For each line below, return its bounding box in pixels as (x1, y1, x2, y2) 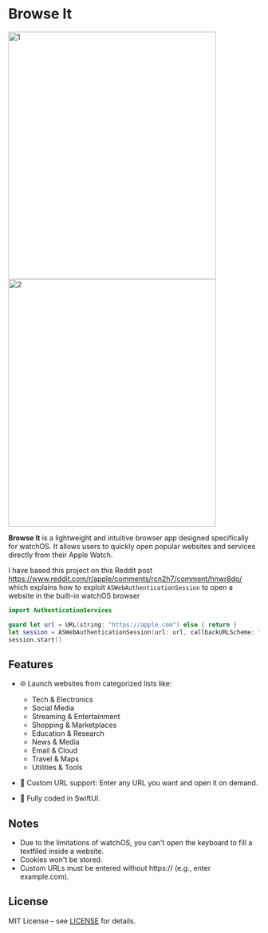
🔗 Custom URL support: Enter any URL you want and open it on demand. (19, 778, 258, 788)
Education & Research (31, 729, 105, 738)
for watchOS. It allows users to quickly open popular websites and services (8, 541, 256, 551)
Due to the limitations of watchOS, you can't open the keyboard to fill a (19, 838, 253, 848)
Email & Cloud (31, 745, 78, 755)
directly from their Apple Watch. (8, 550, 113, 559)
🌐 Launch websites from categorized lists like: (19, 679, 172, 689)
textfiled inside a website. (19, 847, 104, 856)
